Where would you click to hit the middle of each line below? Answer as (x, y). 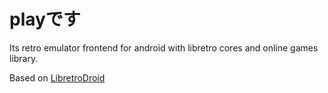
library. (24, 58)
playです (45, 19)
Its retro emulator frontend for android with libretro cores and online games (164, 47)
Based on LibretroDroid (57, 77)
